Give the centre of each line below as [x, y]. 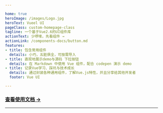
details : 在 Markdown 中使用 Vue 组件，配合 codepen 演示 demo [71, 64]
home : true [16, 14]
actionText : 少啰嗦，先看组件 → [35, 37]
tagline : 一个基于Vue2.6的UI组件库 [38, 32]
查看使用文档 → [23, 99]
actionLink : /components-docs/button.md [47, 41]
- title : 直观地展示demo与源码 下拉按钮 [42, 59]
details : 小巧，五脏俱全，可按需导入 [43, 55]
